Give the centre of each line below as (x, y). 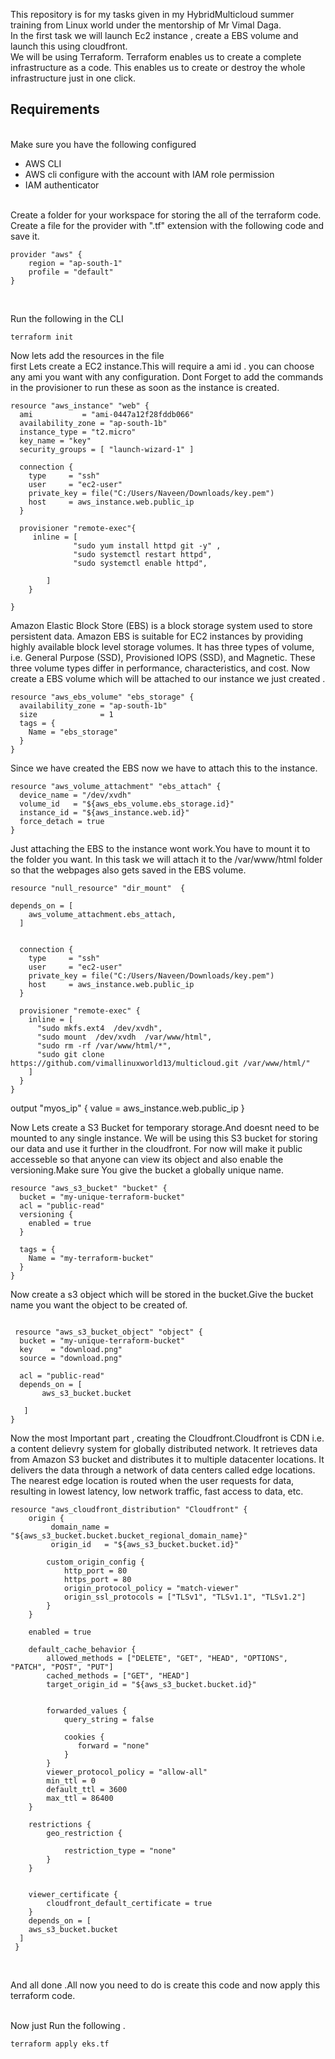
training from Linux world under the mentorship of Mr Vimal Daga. (146, 25)
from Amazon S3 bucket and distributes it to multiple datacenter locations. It (167, 1459)
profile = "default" (71, 272)
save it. (25, 236)
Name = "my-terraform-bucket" (91, 1258)
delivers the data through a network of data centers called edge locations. (163, 1470)
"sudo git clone (70, 1054)
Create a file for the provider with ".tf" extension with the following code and (167, 225)
